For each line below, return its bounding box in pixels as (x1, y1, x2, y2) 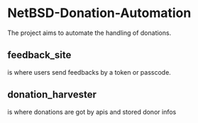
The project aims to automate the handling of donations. (7, 28, 172, 37)
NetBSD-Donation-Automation (7, 5, 192, 21)
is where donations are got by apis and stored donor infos (7, 107, 177, 116)
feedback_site (7, 49, 72, 61)
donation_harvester (7, 89, 97, 101)
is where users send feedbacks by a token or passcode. (7, 68, 172, 76)
